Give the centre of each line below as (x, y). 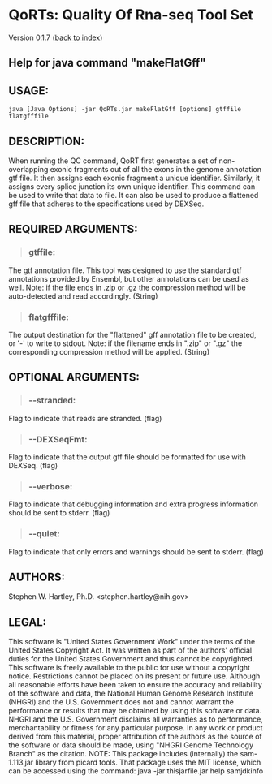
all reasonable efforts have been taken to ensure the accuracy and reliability (135, 685)
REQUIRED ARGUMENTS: (73, 229)
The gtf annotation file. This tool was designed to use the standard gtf (125, 270)
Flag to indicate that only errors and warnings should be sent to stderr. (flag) (136, 551)
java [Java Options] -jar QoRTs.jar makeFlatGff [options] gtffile (125, 110)
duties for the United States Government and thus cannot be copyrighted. (132, 659)
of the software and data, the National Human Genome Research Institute (131, 694)
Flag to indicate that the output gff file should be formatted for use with (127, 457)
